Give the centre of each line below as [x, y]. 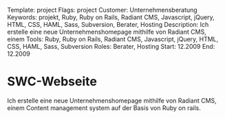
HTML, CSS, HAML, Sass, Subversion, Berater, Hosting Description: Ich [108, 24]
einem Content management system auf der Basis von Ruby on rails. [104, 108]
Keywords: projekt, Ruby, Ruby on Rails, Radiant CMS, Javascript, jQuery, [111, 17]
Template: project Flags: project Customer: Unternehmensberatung [102, 10]
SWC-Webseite [52, 82]
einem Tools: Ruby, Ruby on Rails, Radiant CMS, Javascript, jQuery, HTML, [113, 39]
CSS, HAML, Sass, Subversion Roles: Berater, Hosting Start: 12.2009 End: [111, 46]
